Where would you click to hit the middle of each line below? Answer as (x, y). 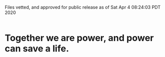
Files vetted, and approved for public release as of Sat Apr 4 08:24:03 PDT (83, 7)
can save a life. (37, 49)
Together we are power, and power (79, 38)
